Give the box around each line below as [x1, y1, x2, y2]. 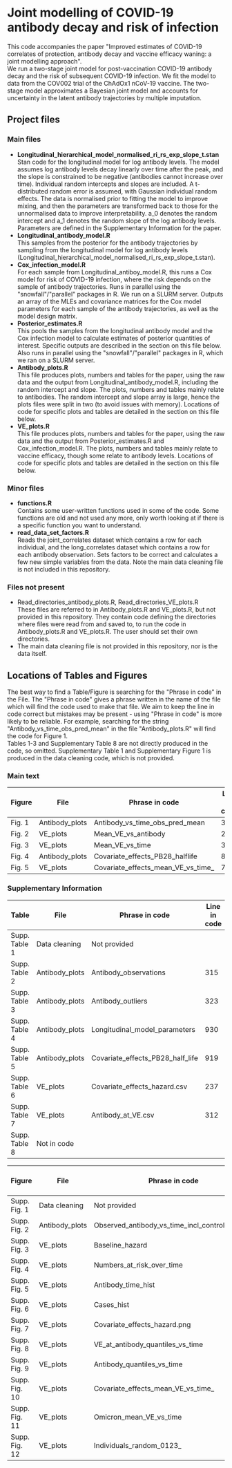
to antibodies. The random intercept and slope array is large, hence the [17, 393, 220, 401]
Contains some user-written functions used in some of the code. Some [17, 506, 220, 514]
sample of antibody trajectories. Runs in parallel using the [17, 282, 182, 291]
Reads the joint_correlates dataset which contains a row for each [17, 536, 202, 544]
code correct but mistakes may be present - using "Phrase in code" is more [7, 710, 222, 718]
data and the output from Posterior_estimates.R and [17, 437, 164, 445]
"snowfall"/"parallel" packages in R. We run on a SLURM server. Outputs [17, 290, 224, 298]
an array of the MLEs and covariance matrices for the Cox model [17, 297, 202, 305]
